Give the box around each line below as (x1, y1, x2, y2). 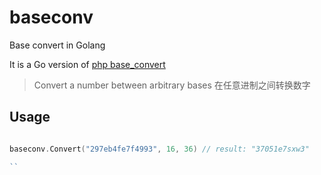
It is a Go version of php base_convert (9, 58, 166, 70)
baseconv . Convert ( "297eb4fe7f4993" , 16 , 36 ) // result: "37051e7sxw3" (9, 144, 310, 154)
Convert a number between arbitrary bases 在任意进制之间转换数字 (33, 79, 311, 91)
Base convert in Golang (9, 39, 106, 51)
